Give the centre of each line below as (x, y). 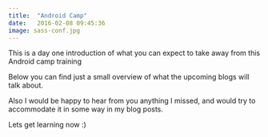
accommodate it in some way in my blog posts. (86, 109)
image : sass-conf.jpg (44, 30)
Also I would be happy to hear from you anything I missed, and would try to (132, 101)
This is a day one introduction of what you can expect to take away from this (134, 53)
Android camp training (45, 61)
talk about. (26, 85)
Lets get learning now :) (47, 125)
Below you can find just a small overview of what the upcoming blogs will (129, 77)
